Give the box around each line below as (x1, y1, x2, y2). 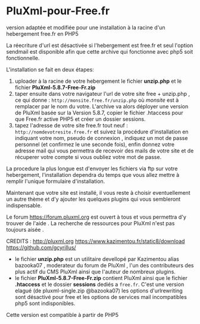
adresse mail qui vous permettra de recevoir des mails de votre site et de (14, 147, 194, 154)
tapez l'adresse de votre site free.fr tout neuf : (14, 121, 128, 129)
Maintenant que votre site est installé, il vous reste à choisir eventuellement (6, 189, 190, 196)
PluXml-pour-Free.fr (6, 4, 110, 18)
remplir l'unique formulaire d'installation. (6, 177, 105, 185)
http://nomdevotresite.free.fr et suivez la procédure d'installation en (14, 128, 189, 135)
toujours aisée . (6, 226, 44, 233)
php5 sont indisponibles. (14, 300, 76, 307)
